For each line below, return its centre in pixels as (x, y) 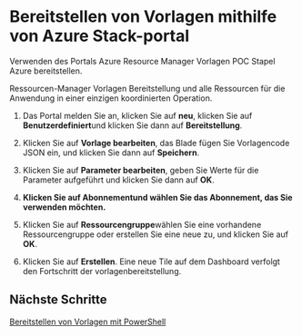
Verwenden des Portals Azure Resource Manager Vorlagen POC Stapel (142, 61)
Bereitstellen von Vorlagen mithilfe (143, 17)
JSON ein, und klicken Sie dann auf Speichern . (111, 153)
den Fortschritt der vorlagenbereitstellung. (102, 271)
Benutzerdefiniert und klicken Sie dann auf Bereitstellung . (132, 125)
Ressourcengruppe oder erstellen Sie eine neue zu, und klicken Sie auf (156, 234)
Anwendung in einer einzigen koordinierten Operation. (111, 98)
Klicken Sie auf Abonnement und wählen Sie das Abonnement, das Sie (157, 197)
